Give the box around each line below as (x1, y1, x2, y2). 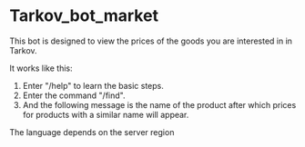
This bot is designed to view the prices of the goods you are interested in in (9, 35, 293, 46)
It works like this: (9, 63, 73, 73)
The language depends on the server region (9, 126, 175, 137)
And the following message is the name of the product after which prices (22, 99, 297, 110)
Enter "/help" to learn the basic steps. (22, 80, 164, 91)
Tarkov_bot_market (9, 5, 159, 26)
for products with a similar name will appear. (22, 109, 189, 120)
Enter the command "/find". (22, 90, 126, 101)
